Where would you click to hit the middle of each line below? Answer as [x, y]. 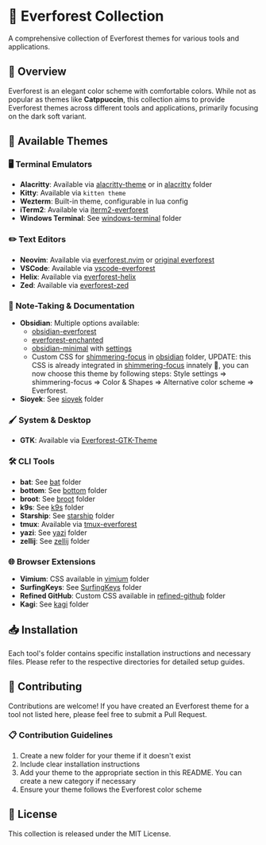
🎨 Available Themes [58, 141]
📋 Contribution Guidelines [61, 735]
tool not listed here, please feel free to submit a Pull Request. [108, 714]
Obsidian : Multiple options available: [80, 323]
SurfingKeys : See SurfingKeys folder [81, 587]
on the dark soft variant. [48, 116]
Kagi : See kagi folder [54, 604]
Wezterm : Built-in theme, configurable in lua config [104, 201]
